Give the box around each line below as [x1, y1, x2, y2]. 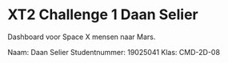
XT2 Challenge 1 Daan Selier [7, 6, 198, 24]
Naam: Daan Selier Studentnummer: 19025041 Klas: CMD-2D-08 [7, 47, 221, 57]
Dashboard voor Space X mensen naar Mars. [7, 32, 156, 41]
